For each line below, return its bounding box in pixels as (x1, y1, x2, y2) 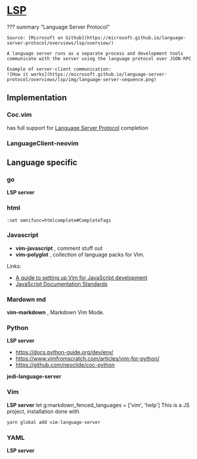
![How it (7, 71, 29, 77)
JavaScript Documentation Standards (15, 280, 108, 287)
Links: (7, 262, 21, 269)
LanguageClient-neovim (7, 139, 79, 147)
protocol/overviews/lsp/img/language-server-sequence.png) (7, 76, 157, 82)
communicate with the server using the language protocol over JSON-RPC (7, 55, 192, 61)
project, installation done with (7, 408, 79, 415)
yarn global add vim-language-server (7, 419, 101, 425)
